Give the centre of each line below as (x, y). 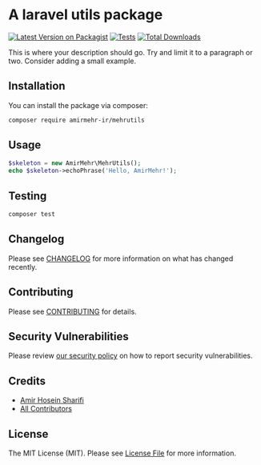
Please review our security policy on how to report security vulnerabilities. (130, 356)
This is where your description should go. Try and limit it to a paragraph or (131, 52)
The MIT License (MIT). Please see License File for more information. (122, 453)
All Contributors (46, 409)
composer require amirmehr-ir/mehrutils (77, 120)
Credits (27, 381)
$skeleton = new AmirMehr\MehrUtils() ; (75, 163)
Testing (28, 196)
